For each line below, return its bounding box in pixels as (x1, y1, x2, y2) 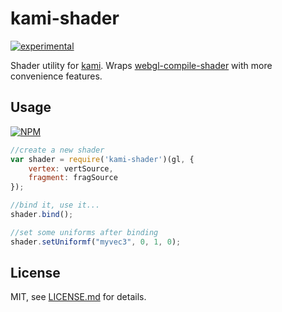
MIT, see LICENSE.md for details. (10, 291, 147, 303)
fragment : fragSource (28, 173, 118, 183)
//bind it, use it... (10, 200, 101, 211)
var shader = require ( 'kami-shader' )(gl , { (10, 154, 195, 164)
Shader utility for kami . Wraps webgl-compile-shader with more (10, 59, 273, 71)
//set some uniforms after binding (10, 227, 159, 237)
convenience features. (10, 70, 103, 82)
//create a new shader (10, 145, 105, 155)
